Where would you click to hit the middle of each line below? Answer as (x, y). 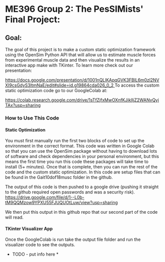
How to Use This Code (32, 118)
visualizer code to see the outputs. (40, 245)
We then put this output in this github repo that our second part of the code (81, 212)
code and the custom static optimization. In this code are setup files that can (83, 172)
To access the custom (137, 85)
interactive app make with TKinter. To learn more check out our (69, 65)
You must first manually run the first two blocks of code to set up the (75, 141)
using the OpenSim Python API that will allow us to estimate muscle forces (81, 55)
